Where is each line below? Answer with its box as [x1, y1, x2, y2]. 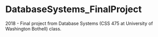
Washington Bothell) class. [5, 25, 62, 31]
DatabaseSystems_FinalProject [5, 4, 142, 15]
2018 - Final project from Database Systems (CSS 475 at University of [5, 20, 153, 26]
